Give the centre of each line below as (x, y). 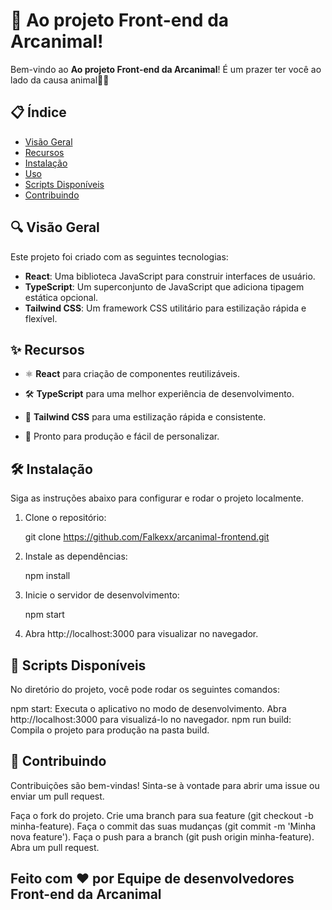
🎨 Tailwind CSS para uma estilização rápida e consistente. (145, 417)
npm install (47, 576)
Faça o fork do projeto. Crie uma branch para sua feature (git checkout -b (162, 815)
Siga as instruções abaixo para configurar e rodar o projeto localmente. (157, 498)
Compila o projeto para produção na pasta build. (110, 730)
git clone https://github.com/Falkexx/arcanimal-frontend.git (147, 537)
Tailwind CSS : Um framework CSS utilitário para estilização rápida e (165, 308)
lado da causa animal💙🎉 (60, 80)
